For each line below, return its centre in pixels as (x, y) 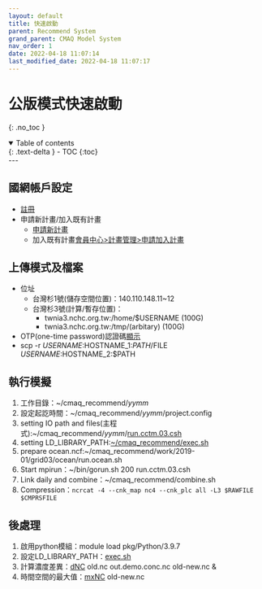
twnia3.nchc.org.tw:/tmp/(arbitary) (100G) (114, 327)
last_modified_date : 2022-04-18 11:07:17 (79, 62)
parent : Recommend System (52, 31)
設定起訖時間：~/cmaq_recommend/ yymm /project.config (116, 413)
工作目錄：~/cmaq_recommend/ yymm (84, 403)
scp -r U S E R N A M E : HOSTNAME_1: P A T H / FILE (94, 346)
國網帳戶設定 (41, 188)
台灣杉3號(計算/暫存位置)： (77, 309)
